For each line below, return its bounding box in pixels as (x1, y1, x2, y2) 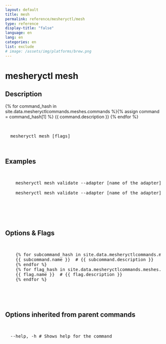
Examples (5, 157, 36, 165)
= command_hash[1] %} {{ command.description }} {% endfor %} (5, 114, 139, 120)
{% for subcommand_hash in (15, 252, 81, 258)
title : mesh (5, 12, 30, 17)
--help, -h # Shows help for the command (10, 333, 112, 339)
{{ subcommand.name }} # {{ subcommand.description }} (15, 257, 154, 263)
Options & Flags (5, 229, 55, 237)
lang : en (5, 35, 23, 40)
